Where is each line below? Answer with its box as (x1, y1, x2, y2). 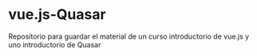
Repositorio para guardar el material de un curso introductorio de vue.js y (8, 32, 250, 41)
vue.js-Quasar (8, 6, 106, 24)
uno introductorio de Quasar (8, 39, 101, 49)
